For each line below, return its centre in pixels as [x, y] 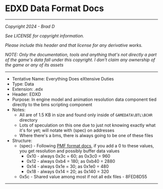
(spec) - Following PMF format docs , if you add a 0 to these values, [87, 145]
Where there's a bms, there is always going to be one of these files [86, 135]
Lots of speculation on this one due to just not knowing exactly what [87, 125]
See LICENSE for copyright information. [45, 36]
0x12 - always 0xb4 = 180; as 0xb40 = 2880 [71, 161]
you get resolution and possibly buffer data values [69, 151]
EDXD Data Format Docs [55, 8]
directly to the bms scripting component [52, 104]
